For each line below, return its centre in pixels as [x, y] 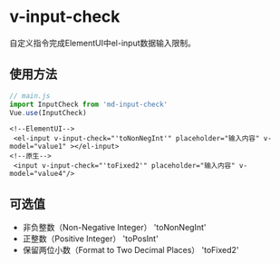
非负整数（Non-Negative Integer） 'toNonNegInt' [114, 228]
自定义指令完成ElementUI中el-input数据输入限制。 [103, 43]
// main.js [30, 96]
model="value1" [38, 147]
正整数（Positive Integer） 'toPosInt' [90, 239]
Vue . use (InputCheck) [48, 112]
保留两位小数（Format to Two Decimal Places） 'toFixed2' [130, 250]
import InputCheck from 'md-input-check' [89, 104]
